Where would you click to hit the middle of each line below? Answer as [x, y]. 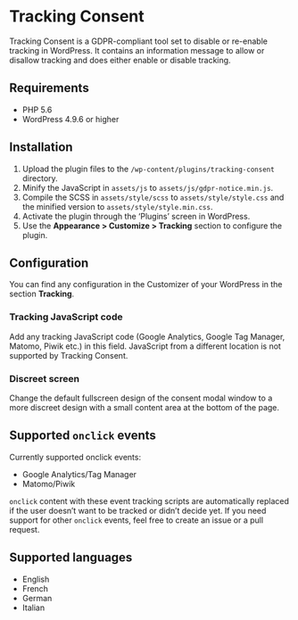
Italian [33, 608]
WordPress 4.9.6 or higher [70, 119]
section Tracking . [42, 294]
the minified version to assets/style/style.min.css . [117, 206]
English [36, 579]
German [37, 598]
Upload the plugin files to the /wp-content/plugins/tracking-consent [148, 169]
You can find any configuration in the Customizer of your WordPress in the [146, 285]
